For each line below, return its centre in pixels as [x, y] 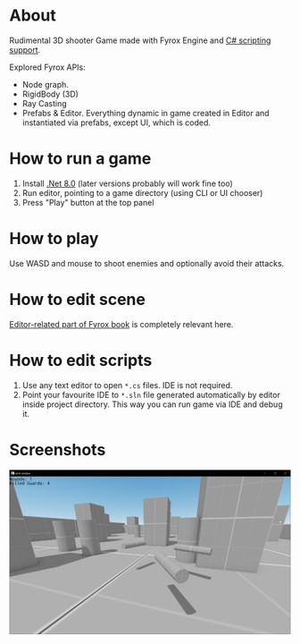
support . [25, 49]
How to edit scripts [81, 360]
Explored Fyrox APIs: [48, 67]
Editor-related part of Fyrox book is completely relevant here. [121, 324]
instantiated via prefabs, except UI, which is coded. [117, 123]
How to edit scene [77, 300]
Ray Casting [44, 103]
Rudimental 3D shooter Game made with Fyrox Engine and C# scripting [140, 40]
